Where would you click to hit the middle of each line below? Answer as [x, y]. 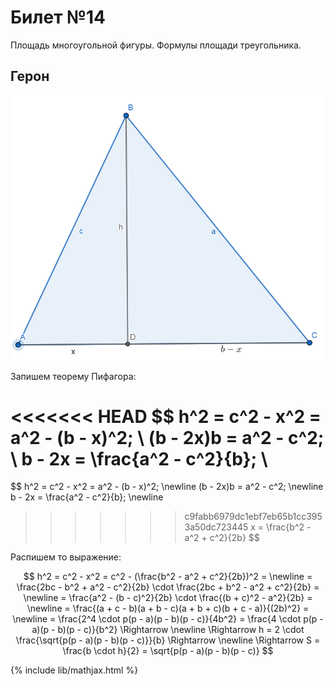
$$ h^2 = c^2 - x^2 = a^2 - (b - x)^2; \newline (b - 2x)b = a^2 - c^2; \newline [167, 487]
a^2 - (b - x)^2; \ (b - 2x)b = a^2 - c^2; [167, 437]
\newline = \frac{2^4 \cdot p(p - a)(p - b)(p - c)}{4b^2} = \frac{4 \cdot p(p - [168, 619]
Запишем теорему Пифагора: [73, 376]
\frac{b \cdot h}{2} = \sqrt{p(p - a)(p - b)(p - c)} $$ [168, 651]
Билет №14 [58, 17]
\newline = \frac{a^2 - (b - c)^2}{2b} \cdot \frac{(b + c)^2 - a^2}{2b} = [168, 598]
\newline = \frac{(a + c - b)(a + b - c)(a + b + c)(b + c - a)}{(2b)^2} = [168, 608]
